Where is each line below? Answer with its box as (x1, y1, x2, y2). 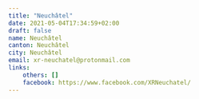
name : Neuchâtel (8, 34, 62, 42)
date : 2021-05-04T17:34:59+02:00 (8, 19, 120, 27)
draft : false (8, 26, 52, 34)
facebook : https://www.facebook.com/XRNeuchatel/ (22, 78, 192, 86)
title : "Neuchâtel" (8, 11, 74, 20)
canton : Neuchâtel (8, 42, 70, 49)
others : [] (22, 71, 59, 79)
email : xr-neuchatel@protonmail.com (8, 57, 130, 65)
